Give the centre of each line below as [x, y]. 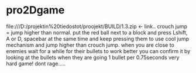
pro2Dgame [35, 10]
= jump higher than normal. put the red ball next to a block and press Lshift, [97, 32]
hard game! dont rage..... [36, 63]
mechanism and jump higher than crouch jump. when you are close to [90, 45]
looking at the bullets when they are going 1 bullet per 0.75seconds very [93, 57]
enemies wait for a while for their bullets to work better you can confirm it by [98, 51]
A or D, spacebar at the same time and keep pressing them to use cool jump [97, 39]
